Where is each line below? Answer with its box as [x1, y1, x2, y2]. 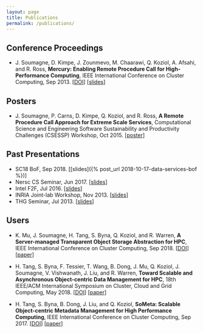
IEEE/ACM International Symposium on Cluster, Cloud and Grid [15, 282, 172, 289]
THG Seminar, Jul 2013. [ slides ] [15, 197, 94, 205]
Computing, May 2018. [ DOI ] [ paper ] [15, 289, 107, 296]
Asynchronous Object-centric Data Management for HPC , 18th [15, 275, 176, 283]
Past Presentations [6, 149, 80, 159]
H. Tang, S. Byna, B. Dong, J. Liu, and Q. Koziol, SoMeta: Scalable [15, 300, 181, 307]
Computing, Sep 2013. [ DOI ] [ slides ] [15, 79, 106, 86]
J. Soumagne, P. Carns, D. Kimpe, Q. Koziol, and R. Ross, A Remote [15, 112, 184, 119]
